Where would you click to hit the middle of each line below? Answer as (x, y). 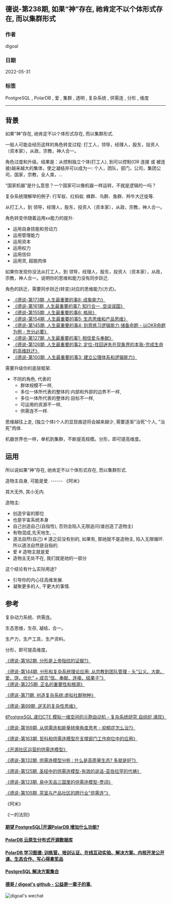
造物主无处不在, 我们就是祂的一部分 (50, 558)
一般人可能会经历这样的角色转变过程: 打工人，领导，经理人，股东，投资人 (82, 145)
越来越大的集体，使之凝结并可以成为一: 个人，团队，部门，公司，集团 (84, 168)
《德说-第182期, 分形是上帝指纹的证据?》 (48, 660)
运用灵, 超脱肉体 (30, 261)
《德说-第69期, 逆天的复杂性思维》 (41, 706)
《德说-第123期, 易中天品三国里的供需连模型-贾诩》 (59, 782)
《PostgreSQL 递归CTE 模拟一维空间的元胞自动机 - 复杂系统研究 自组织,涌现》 (86, 716)
